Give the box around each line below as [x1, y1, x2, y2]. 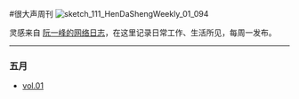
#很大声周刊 [9, 9, 53, 19]
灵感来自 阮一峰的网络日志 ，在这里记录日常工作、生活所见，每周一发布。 [9, 27, 277, 38]
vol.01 [21, 80, 44, 91]
